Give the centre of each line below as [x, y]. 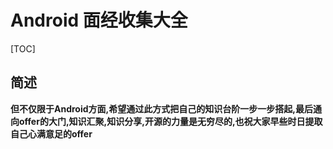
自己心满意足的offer [51, 133]
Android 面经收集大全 [99, 20]
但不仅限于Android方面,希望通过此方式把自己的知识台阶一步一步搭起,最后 [161, 108]
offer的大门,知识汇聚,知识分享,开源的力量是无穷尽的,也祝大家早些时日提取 [170, 121]
